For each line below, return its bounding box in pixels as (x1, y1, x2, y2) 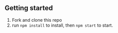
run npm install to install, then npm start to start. (11, 22, 113, 28)
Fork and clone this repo (11, 17, 62, 23)
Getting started (4, 4, 53, 12)
